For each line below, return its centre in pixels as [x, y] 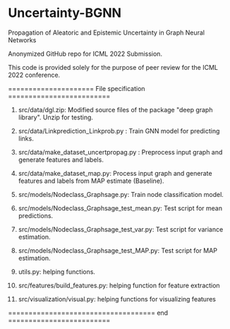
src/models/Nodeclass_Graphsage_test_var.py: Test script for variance [121, 229]
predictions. [36, 215]
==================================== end [88, 313]
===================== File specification [77, 88]
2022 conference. [34, 75]
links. [26, 138]
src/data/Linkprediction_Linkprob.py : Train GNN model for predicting [119, 131]
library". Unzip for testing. [56, 117]
